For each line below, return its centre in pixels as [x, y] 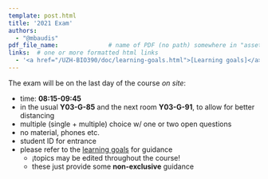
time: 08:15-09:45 [51, 98]
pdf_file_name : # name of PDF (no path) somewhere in [123, 46]
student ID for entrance [58, 141]
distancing [37, 115]
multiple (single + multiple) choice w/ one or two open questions [126, 124]
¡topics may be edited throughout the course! [106, 157]
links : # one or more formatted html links [83, 53]
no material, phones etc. [59, 132]
